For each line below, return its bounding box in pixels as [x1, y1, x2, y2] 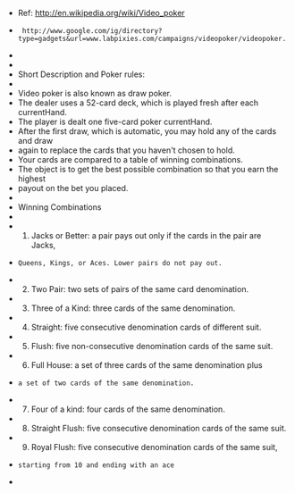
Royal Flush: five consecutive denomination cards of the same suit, [30, 442, 278, 452]
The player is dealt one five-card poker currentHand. [17, 116, 213, 127]
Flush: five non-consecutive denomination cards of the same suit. [30, 341, 274, 351]
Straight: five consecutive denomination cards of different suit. [30, 322, 262, 332]
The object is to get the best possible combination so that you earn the [17, 164, 279, 174]
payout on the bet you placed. [17, 183, 129, 193]
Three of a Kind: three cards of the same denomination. [30, 303, 236, 313]
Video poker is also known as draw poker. [17, 88, 173, 98]
